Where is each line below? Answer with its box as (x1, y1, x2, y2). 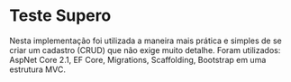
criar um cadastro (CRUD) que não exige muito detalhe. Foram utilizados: (9, 44, 281, 55)
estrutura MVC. (9, 64, 66, 75)
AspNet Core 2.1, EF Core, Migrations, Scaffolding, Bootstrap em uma (9, 54, 267, 65)
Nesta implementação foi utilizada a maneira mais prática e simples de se (9, 35, 282, 46)
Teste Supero (9, 5, 112, 26)
